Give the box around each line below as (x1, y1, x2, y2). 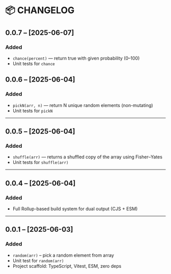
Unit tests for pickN (12, 107, 53, 114)
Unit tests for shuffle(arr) (12, 159, 69, 166)
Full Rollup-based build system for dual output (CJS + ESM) (12, 205, 138, 212)
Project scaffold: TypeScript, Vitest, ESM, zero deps (12, 263, 122, 269)
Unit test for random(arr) (12, 257, 65, 263)
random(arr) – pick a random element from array (12, 252, 115, 258)
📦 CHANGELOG (5, 5, 75, 16)
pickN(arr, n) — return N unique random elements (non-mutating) (12, 102, 154, 108)
